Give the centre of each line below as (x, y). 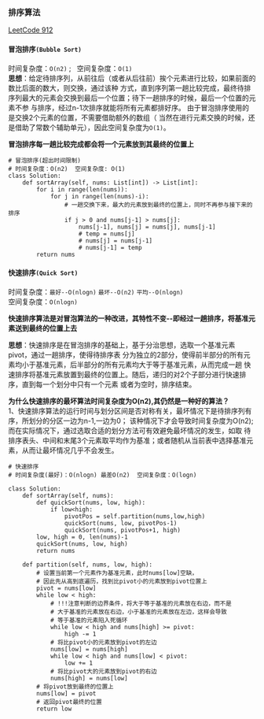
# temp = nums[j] (106, 234)
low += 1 (78, 663)
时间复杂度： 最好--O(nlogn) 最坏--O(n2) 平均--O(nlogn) (96, 291)
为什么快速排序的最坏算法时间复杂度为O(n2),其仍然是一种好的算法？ (119, 401)
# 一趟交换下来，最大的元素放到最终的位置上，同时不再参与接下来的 (158, 205)
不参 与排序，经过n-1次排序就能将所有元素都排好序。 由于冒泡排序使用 (128, 107)
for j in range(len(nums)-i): (99, 196)
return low (54, 709)
